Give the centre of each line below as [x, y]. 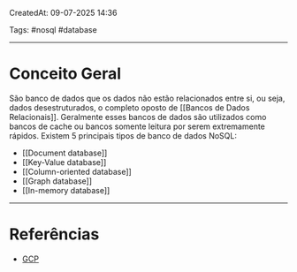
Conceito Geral [65, 74]
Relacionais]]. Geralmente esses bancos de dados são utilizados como [138, 117]
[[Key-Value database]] [64, 162]
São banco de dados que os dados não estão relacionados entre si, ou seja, [147, 98]
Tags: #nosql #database [53, 30]
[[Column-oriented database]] [77, 171]
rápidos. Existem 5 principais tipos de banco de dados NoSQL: [123, 135]
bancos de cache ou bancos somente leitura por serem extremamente [137, 126]
